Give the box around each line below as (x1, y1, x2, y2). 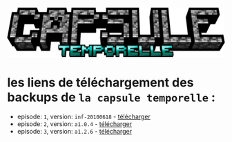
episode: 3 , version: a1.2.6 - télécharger (17, 127, 133, 136)
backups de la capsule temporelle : (7, 89, 216, 105)
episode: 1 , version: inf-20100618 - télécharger (17, 112, 151, 121)
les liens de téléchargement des (7, 75, 194, 91)
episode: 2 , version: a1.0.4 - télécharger (17, 120, 133, 128)
